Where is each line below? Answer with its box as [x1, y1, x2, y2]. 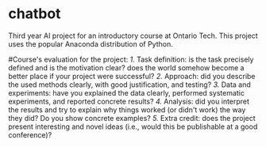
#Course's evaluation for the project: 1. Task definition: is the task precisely [8, 55, 254, 64]
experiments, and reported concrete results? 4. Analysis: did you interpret [8, 96, 250, 106]
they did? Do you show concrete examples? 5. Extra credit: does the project [8, 113, 256, 122]
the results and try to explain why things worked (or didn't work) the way [8, 104, 246, 115]
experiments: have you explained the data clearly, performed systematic [8, 88, 245, 97]
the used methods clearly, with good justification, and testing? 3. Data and [8, 80, 252, 89]
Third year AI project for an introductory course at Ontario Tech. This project [8, 31, 258, 40]
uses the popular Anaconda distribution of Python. [8, 39, 173, 48]
